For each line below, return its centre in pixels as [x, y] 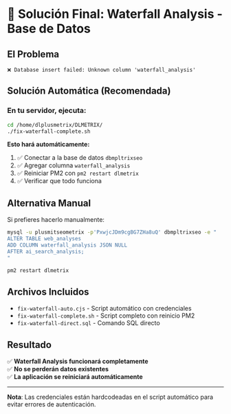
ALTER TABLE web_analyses [44, 239]
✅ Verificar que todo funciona [59, 181]
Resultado [29, 345]
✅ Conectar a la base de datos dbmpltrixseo [80, 158]
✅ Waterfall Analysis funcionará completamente [78, 362]
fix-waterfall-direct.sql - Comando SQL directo [88, 323]
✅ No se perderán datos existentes [58, 369]
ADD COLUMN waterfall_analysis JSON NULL [67, 245]
